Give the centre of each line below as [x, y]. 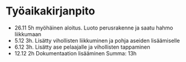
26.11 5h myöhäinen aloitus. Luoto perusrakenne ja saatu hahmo [94, 28]
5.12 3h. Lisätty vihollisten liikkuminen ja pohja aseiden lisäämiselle [97, 40]
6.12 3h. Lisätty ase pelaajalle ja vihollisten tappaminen [82, 47]
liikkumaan [28, 34]
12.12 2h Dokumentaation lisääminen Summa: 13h [75, 53]
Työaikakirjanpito [50, 11]
